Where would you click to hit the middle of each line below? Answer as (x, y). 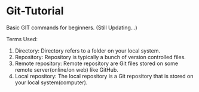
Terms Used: (22, 39)
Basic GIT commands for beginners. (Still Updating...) (72, 27)
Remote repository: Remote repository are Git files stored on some (96, 63)
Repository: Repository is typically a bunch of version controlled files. (100, 57)
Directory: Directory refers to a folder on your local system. (88, 50)
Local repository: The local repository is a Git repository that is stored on (104, 76)
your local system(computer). (51, 82)
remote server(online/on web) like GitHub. (66, 69)
